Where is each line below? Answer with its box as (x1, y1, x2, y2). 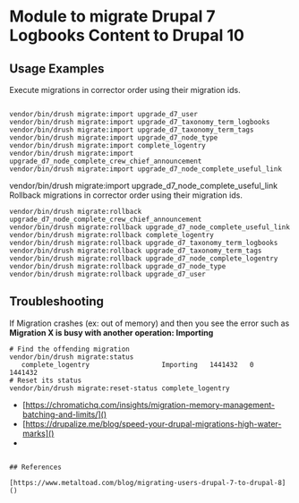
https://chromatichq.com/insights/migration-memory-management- (25, 399, 276, 410)
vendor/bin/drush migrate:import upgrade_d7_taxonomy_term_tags (9, 125, 254, 134)
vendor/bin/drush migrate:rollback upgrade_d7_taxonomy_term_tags (9, 246, 262, 255)
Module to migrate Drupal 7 (9, 6, 217, 27)
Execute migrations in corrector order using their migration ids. (9, 85, 241, 95)
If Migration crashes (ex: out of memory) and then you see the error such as (9, 318, 290, 328)
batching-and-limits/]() (21, 409, 107, 420)
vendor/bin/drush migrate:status (9, 352, 134, 362)
